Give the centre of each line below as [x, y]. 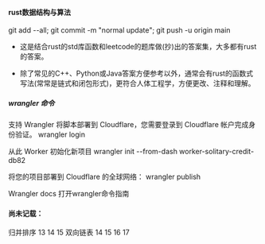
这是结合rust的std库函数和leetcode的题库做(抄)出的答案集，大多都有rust [138, 47]
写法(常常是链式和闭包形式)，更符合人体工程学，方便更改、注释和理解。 [138, 83]
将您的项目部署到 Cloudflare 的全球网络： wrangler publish [105, 177]
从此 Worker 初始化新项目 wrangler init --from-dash [93, 152]
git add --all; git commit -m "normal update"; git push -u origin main [119, 30]
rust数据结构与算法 [40, 12]
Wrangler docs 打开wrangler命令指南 [69, 194]
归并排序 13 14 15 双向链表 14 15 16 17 [69, 232]
